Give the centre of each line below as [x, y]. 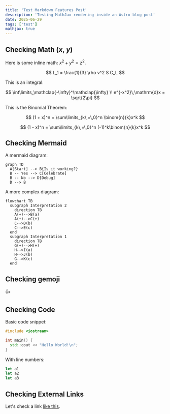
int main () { [19, 340]
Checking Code [30, 309]
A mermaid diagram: [27, 155]
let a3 [12, 378]
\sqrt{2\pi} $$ [85, 98]
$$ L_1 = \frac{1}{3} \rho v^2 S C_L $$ [85, 72]
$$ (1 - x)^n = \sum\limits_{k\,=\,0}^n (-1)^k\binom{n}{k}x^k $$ [85, 127]
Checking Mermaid [36, 143]
